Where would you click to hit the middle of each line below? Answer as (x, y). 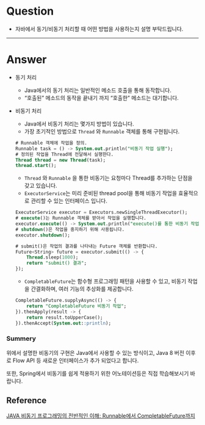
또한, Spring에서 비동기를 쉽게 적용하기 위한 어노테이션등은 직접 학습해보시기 (98, 373)
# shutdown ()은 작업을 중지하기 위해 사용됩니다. (70, 229)
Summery (21, 338)
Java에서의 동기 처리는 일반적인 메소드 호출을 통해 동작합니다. (98, 90)
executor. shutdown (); (42, 235)
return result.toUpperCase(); (65, 317)
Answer (27, 60)
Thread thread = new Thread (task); (60, 160)
